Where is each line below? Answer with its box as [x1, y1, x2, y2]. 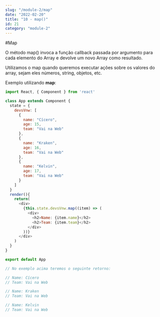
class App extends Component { [5, 98, 71, 103]
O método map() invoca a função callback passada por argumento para [5, 50, 153, 56]
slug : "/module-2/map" [5, 7, 53, 13]
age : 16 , [23, 145, 42, 150]
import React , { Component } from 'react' [5, 89, 95, 94]
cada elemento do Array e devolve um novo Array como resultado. [5, 55, 143, 61]
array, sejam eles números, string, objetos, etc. [5, 70, 102, 76]
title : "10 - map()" [5, 17, 49, 22]
